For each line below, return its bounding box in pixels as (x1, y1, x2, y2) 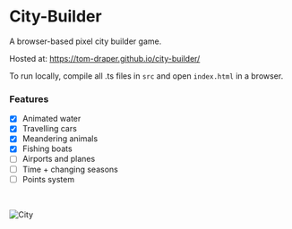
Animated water (21, 114, 82, 124)
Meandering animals (21, 133, 99, 144)
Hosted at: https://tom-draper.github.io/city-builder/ (9, 53, 201, 64)
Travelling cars (21, 123, 78, 134)
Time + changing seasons (21, 164, 118, 174)
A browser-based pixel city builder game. (9, 36, 162, 47)
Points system (21, 174, 74, 184)
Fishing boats (21, 143, 73, 154)
